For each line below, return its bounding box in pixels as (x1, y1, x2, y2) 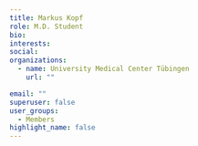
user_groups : (9, 106, 59, 115)
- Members (17, 115, 55, 124)
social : (9, 47, 39, 57)
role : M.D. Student (9, 22, 84, 31)
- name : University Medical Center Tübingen (17, 65, 190, 74)
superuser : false (9, 98, 76, 107)
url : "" (26, 73, 55, 82)
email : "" (9, 89, 47, 99)
